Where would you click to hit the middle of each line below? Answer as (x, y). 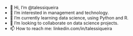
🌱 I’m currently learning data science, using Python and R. (69, 18)
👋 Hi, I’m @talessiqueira (34, 8)
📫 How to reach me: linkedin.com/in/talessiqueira (61, 28)
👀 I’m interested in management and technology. (59, 13)
